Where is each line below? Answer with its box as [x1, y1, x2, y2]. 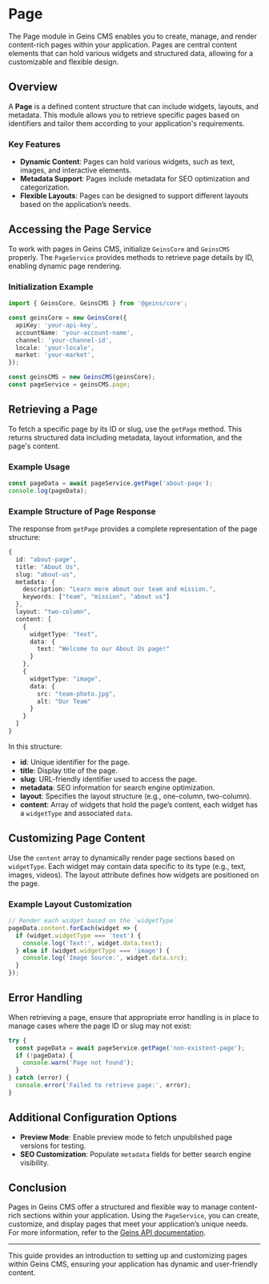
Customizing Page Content [8, 831, 146, 845]
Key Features [8, 138, 62, 149]
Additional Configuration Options [8, 1111, 178, 1124]
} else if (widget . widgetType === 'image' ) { [15, 946, 171, 955]
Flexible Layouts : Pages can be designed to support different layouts [19, 191, 249, 201]
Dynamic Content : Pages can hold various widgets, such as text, [19, 157, 235, 167]
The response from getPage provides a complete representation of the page [8, 524, 258, 534]
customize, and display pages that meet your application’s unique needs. [8, 1219, 249, 1229]
